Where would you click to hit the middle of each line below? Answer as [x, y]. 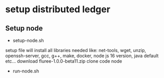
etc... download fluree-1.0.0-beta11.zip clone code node [64, 61]
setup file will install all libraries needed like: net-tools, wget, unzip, [76, 50]
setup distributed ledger [58, 9]
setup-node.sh [28, 40]
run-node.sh [26, 71]
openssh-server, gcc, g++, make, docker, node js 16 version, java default [82, 56]
